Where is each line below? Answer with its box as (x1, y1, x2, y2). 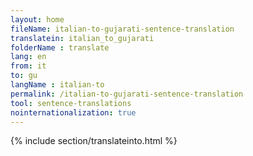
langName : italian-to (10, 80, 105, 90)
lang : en (10, 52, 47, 62)
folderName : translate (10, 42, 110, 53)
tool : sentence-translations (10, 98, 132, 108)
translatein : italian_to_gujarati (10, 33, 155, 43)
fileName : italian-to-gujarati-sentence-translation (10, 24, 235, 34)
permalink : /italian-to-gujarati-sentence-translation (10, 89, 244, 99)
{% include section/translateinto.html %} (10, 135, 178, 147)
